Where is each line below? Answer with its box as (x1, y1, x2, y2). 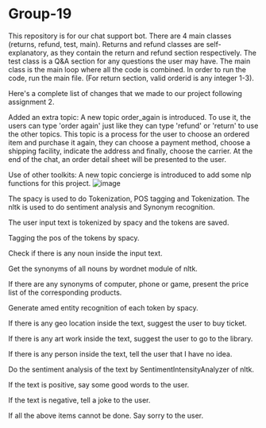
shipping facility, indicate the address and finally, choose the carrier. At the (8, 146, 253, 156)
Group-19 (8, 5, 72, 23)
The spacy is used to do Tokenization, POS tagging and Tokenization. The (8, 194, 250, 203)
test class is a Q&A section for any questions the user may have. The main (8, 56, 251, 66)
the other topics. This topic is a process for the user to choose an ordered (8, 129, 250, 139)
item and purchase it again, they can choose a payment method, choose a (8, 137, 251, 147)
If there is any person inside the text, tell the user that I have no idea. (8, 349, 233, 358)
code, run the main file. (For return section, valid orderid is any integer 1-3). (8, 73, 254, 83)
